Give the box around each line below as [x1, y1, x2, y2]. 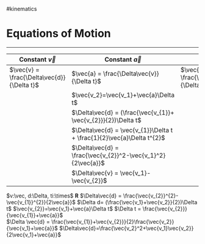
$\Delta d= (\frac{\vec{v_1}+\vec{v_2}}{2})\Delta [77, 198, 198, 205]
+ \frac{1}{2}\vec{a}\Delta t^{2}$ [71, 133, 166, 142]
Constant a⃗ [104, 55, 142, 64]
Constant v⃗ [19, 55, 56, 64]
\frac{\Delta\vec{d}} [9, 73, 66, 81]
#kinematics [6, 6, 37, 12]
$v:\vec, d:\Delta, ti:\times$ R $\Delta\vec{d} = [6, 192, 122, 199]
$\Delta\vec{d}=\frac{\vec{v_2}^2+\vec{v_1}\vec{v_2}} [59, 224, 194, 232]
